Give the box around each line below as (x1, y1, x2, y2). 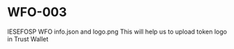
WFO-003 (7, 4, 67, 20)
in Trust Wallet (7, 34, 49, 43)
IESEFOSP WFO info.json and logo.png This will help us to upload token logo (7, 27, 227, 36)
